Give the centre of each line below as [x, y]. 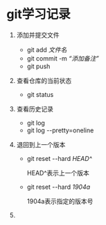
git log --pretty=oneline [60, 130]
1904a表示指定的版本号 [60, 201]
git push [38, 66]
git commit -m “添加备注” [63, 58]
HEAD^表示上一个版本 [58, 173]
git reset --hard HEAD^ [60, 158]
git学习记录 [38, 14]
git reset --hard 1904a [59, 187]
